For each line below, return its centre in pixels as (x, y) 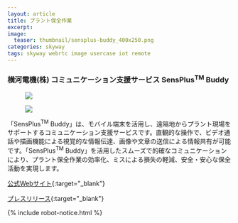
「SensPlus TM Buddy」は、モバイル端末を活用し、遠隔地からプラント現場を (119, 123)
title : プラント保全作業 (40, 21)
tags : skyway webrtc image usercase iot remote (79, 54)
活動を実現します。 (35, 168)
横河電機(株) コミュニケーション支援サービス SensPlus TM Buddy (118, 79)
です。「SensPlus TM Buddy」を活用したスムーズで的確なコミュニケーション (117, 150)
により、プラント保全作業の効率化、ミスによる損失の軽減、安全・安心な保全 (119, 159)
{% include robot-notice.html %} (55, 212)
